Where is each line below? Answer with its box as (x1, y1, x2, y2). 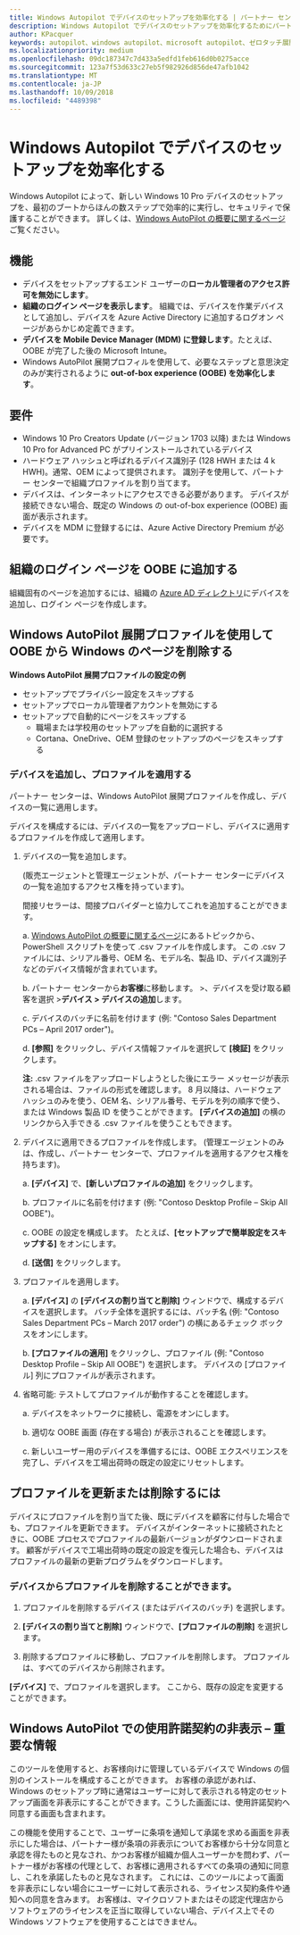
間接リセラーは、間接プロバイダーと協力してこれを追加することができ (21, 899, 280, 911)
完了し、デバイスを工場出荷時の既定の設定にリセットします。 (21, 1456, 248, 1467)
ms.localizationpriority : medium (9, 46, 134, 55)
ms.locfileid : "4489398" (9, 96, 102, 105)
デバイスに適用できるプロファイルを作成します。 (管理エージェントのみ (21, 1136, 285, 1147)
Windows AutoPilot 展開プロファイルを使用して (9, 627, 274, 643)
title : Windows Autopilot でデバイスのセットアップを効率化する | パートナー (9, 13, 274, 22)
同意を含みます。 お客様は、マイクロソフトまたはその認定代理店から (32, 1894, 285, 1905)
